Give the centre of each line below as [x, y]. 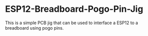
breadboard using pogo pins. [34, 28]
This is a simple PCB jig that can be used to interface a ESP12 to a [72, 23]
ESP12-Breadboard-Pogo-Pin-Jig [74, 9]
